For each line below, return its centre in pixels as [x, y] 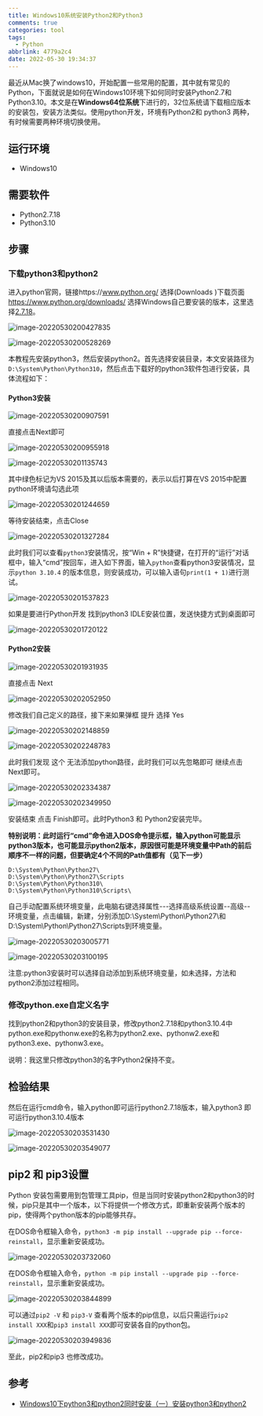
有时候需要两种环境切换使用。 [56, 122]
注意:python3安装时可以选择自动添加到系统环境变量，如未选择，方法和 [122, 973]
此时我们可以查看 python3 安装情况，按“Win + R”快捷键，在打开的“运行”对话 [129, 553]
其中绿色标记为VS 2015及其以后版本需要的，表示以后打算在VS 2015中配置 [128, 479]
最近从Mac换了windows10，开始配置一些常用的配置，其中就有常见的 [119, 82]
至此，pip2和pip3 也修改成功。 [58, 1356]
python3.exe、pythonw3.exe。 [58, 1043]
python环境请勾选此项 [44, 489]
